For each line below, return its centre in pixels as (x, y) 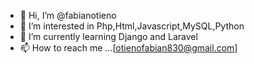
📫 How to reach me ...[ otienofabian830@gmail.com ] (128, 48)
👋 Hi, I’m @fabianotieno (68, 15)
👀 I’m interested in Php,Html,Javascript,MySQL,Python (132, 26)
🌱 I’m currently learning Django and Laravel (108, 36)
